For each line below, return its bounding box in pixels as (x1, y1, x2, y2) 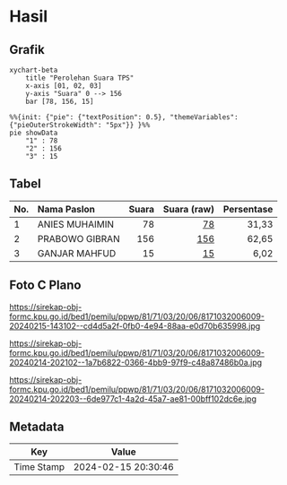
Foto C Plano (9, 278, 82, 293)
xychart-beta (9, 65, 58, 74)
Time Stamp (13, 461, 65, 473)
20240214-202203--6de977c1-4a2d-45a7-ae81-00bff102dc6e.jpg (9, 393, 257, 404)
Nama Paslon (37, 203, 96, 215)
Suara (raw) (162, 203, 215, 215)
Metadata (9, 420, 65, 435)
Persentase (222, 203, 274, 215)
